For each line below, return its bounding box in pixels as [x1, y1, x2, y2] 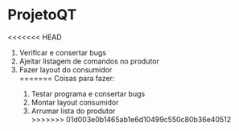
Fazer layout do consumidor [19, 64, 113, 74]
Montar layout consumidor [31, 97, 119, 107]
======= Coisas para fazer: [19, 73, 115, 83]
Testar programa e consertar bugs [31, 88, 146, 98]
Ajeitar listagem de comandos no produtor [19, 56, 160, 66]
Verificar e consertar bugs [19, 47, 106, 57]
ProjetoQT [7, 6, 77, 24]
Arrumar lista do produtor [31, 106, 116, 116]
